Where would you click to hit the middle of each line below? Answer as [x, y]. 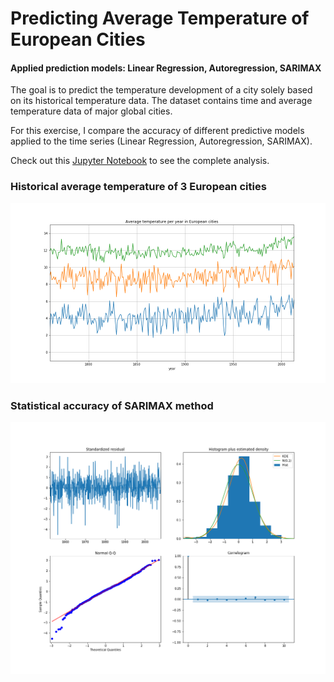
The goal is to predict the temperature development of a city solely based [161, 90]
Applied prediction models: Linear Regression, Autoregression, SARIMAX [166, 68]
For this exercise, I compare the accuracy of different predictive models [157, 131]
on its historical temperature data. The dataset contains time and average [161, 101]
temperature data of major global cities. [91, 111]
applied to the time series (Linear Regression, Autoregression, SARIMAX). [161, 141]
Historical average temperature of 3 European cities [138, 187]
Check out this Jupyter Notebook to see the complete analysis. [140, 161]
